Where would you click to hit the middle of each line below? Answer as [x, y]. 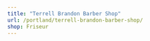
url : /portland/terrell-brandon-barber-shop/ [75, 20]
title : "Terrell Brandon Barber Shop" [64, 14]
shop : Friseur [28, 26]
